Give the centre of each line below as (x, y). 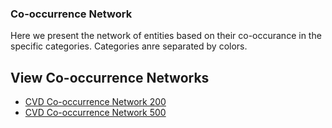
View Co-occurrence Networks (110, 77)
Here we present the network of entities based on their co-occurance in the (166, 36)
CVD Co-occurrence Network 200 (95, 102)
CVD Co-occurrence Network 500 (95, 113)
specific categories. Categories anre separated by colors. (129, 46)
